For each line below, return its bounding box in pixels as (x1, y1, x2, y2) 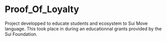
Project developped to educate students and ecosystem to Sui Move (5, 20, 148, 26)
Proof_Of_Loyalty (5, 4, 79, 15)
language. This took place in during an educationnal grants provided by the (5, 25, 162, 31)
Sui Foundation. (5, 31, 38, 37)
